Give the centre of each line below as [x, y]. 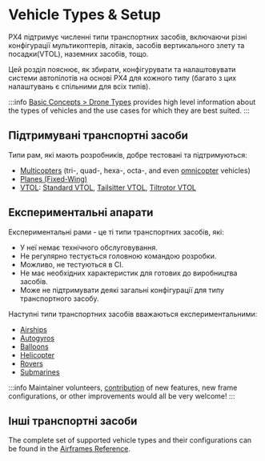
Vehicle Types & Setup [85, 15]
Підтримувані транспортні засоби [98, 136]
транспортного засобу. [59, 299]
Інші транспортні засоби [73, 421]
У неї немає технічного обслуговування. [89, 247]
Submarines [40, 372]
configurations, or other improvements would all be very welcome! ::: [122, 396]
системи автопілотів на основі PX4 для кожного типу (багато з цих [122, 78]
